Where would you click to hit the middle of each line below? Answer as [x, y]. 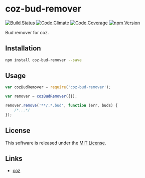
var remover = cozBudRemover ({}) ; [41, 96]
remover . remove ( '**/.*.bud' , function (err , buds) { [61, 106]
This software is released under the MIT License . [56, 143]
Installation [23, 48]
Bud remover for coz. [27, 32]
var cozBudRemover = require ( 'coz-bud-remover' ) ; [58, 87]
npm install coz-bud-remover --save [43, 60]
